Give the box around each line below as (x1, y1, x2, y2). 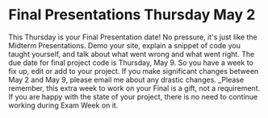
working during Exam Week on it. (8, 100, 119, 110)
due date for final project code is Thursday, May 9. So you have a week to (8, 58, 254, 67)
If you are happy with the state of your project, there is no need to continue (8, 92, 258, 101)
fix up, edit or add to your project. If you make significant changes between (8, 66, 259, 75)
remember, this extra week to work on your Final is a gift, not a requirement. (8, 83, 261, 93)
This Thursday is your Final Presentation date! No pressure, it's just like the (8, 32, 258, 42)
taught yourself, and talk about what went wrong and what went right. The (8, 49, 255, 59)
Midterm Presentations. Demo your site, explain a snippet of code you (8, 40, 241, 50)
